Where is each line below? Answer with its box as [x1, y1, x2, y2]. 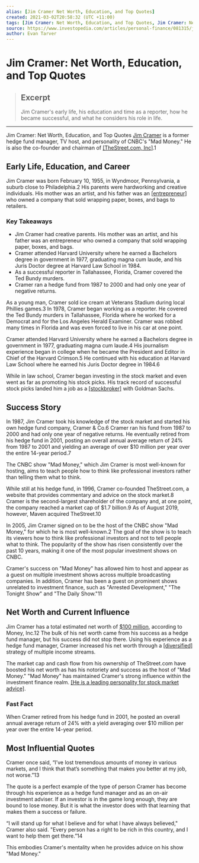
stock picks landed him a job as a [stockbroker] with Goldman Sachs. [6, 385, 175, 392]
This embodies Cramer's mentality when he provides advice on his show [6, 843, 184, 851]
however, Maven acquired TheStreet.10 [6, 510, 102, 518]
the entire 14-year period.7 [6, 449, 71, 457]
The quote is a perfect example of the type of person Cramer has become [6, 783, 187, 790]
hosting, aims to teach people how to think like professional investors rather [6, 467, 191, 475]
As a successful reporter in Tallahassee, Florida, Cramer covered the [14, 268, 182, 276]
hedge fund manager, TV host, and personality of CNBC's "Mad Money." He [6, 138, 191, 145]
